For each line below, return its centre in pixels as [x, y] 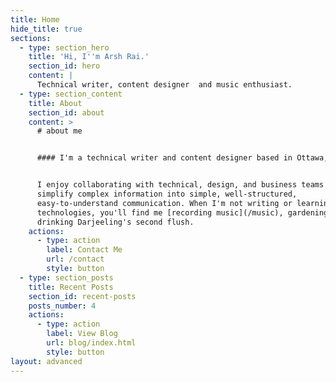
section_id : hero [64, 66]
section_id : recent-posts [82, 296]
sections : [31, 38]
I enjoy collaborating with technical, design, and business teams [180, 185]
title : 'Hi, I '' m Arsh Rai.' [89, 57]
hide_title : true [46, 29]
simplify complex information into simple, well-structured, [167, 194]
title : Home [35, 19]
